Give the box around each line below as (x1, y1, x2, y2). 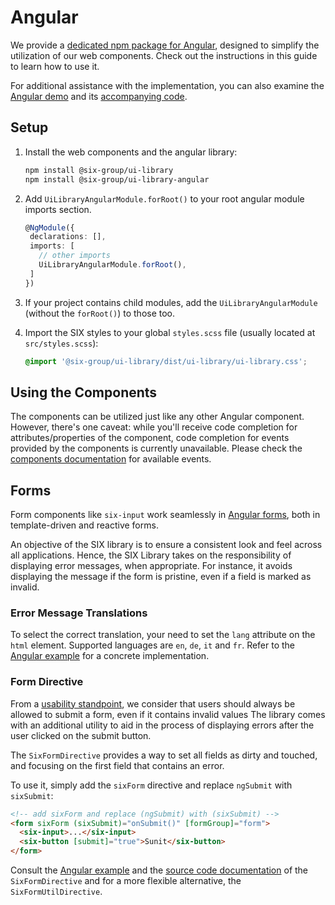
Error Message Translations (10, 606, 148, 620)
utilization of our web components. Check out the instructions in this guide (10, 49, 318, 61)
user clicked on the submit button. (10, 729, 152, 741)
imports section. (24, 203, 92, 215)
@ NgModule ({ (24, 222, 75, 233)
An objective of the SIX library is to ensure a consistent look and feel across (10, 539, 323, 551)
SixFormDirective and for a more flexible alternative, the (10, 875, 242, 887)
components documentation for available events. (10, 453, 212, 465)
